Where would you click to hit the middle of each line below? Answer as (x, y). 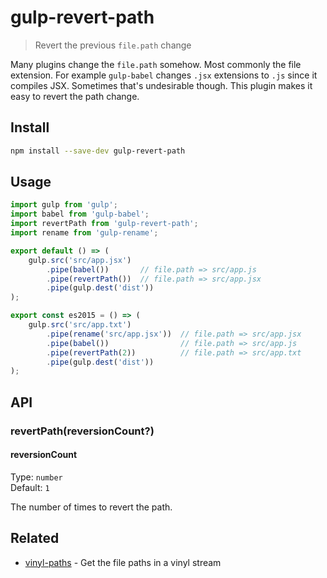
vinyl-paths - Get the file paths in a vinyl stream (123, 562)
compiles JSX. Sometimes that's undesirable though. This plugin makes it (161, 85)
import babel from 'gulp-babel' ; (80, 214)
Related (35, 538)
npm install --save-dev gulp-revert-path (98, 151)
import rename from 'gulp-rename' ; (84, 233)
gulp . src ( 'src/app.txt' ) (80, 325)
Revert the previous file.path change (113, 45)
